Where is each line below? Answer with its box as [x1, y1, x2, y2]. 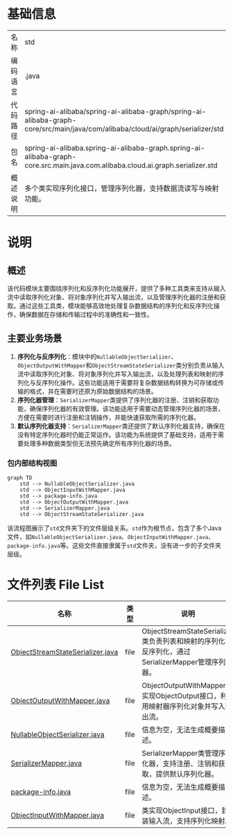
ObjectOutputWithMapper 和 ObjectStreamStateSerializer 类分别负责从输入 [17, 361, 225, 369]
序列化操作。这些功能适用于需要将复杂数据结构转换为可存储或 [41, 378, 218, 386]
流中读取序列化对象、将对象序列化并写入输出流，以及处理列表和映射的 [17, 370, 218, 378]
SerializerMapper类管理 [141, 748, 219, 758]
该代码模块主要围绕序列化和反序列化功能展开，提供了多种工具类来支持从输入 [7, 284, 226, 292]
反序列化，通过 [141, 647, 191, 656]
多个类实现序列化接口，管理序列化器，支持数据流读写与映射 [24, 183, 220, 193]
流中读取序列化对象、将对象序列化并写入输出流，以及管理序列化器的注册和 [7, 292, 220, 301]
